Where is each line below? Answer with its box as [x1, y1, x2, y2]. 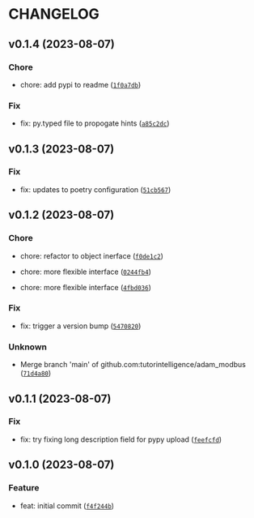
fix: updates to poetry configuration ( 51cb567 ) [19, 184, 171, 195]
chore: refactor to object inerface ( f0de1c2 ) [19, 250, 164, 260]
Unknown [8, 341, 47, 353]
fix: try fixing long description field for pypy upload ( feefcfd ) [19, 435, 222, 444]
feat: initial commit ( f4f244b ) [19, 500, 115, 511]
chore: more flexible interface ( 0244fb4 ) [19, 267, 151, 276]
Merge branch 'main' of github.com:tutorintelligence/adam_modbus [19, 360, 247, 370]
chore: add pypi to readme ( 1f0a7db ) [19, 79, 142, 89]
